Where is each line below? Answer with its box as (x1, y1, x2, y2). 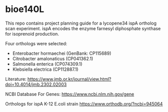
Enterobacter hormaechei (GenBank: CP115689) (12, 50, 112, 56)
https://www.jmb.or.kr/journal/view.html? (27, 76, 112, 82)
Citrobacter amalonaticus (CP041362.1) (12, 55, 94, 61)
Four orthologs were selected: (5, 40, 68, 46)
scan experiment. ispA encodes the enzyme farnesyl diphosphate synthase (5, 25, 161, 31)
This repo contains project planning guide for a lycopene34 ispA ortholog (5, 20, 157, 26)
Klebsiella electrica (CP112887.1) (12, 66, 79, 72)
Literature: (5, 76, 27, 82)
